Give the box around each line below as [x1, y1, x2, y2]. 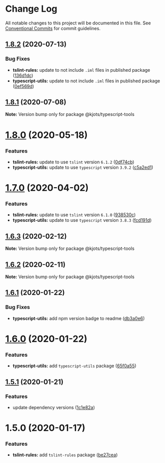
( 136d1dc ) [12, 72, 34, 78]
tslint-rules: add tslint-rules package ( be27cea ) [12, 452, 118, 458]
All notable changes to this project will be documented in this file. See [5, 20, 151, 26]
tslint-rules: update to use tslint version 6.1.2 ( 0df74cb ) [12, 159, 135, 165]
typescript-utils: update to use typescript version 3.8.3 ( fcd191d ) [12, 217, 152, 223]
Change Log [5, 3, 57, 15]
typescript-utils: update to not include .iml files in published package [12, 77, 160, 84]
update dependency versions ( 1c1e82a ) [12, 404, 95, 410]
